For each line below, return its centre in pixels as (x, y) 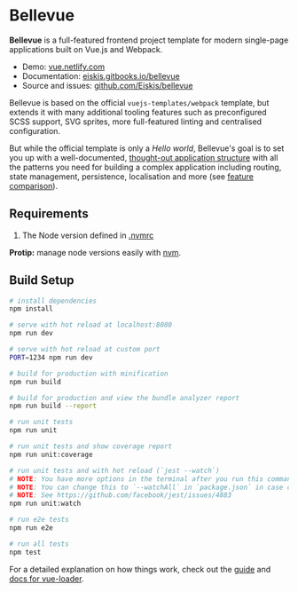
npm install (31, 309)
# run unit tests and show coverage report (91, 446)
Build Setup (42, 280)
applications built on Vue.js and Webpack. (86, 49)
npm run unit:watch (45, 504)
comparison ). (34, 185)
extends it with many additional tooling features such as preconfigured (138, 112)
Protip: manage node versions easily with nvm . (95, 252)
